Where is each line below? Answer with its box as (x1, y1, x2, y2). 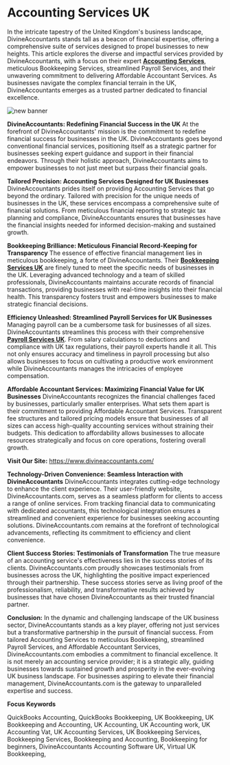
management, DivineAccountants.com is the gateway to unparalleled (7, 679, 202, 687)
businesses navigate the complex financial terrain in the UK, (7, 78, 177, 87)
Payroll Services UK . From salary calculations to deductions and (7, 335, 190, 343)
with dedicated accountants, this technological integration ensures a (7, 507, 201, 515)
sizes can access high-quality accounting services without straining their (7, 421, 214, 430)
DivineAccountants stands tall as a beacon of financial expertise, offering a (7, 34, 220, 43)
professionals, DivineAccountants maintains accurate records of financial (7, 278, 214, 286)
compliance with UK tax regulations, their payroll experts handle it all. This (7, 342, 217, 351)
